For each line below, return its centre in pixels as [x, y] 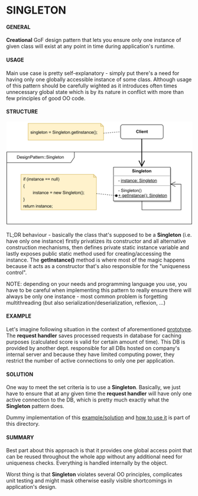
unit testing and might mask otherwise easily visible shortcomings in [89, 481]
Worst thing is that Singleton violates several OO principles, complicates [94, 474]
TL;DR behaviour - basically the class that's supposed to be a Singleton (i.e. [99, 234]
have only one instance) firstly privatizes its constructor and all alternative [96, 241]
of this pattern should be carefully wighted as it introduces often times [92, 86]
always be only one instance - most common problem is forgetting [87, 296]
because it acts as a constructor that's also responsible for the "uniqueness [98, 266]
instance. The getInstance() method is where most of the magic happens [95, 260]
